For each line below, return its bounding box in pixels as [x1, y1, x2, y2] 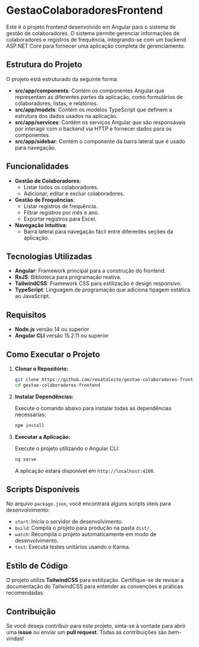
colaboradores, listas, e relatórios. [14, 100, 99, 107]
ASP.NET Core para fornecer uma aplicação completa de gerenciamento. [6, 42, 185, 49]
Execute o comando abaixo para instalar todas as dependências [14, 404, 172, 411]
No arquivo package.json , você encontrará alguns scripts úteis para [6, 500, 171, 507]
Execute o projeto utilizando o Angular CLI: [14, 445, 120, 452]
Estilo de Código [6, 561, 68, 571]
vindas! [6, 634, 24, 642]
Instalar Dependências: [14, 393, 74, 400]
